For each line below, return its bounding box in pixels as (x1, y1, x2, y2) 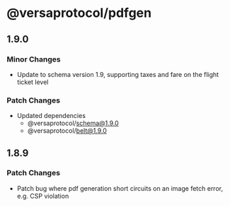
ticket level (16, 78, 49, 86)
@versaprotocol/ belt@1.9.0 (27, 126, 107, 135)
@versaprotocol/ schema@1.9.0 (27, 119, 120, 128)
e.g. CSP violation (16, 191, 69, 200)
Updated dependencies (16, 112, 86, 120)
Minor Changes (6, 54, 61, 64)
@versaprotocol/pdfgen (6, 5, 152, 21)
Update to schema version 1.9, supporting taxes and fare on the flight (16, 70, 219, 78)
